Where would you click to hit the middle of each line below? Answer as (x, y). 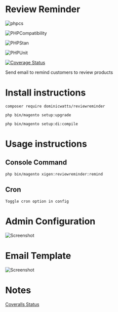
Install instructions (46, 93)
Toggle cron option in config (37, 201)
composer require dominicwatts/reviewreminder (55, 106)
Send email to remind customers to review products (59, 72)
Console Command (36, 163)
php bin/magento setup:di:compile (42, 124)
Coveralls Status (22, 304)
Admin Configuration (50, 221)
